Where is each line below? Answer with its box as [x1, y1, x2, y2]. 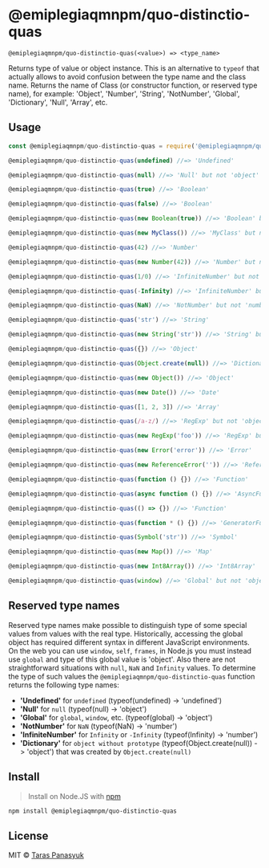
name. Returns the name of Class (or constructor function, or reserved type [8, 80, 258, 90]
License [8, 829, 49, 842]
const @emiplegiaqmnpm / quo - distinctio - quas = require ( [8, 142, 195, 150]
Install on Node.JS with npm [27, 791, 122, 801]
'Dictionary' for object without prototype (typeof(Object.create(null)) [19, 738, 253, 748]
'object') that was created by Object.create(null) [26, 747, 192, 756]
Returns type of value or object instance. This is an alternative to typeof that [8, 63, 260, 73]
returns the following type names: [8, 680, 120, 690]
